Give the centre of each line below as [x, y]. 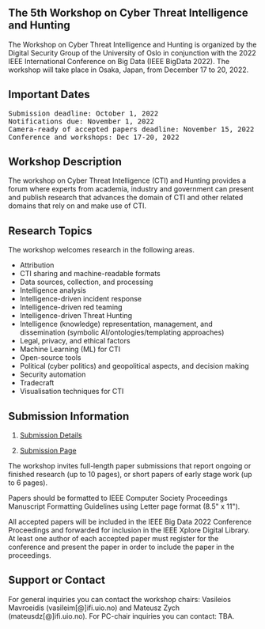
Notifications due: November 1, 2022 [81, 121]
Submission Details [51, 435]
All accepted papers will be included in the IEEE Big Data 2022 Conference [130, 522]
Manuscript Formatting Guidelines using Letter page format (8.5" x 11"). [124, 506]
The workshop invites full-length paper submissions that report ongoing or [130, 466]
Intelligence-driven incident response [81, 299]
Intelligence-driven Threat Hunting [76, 316]
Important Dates [49, 95]
